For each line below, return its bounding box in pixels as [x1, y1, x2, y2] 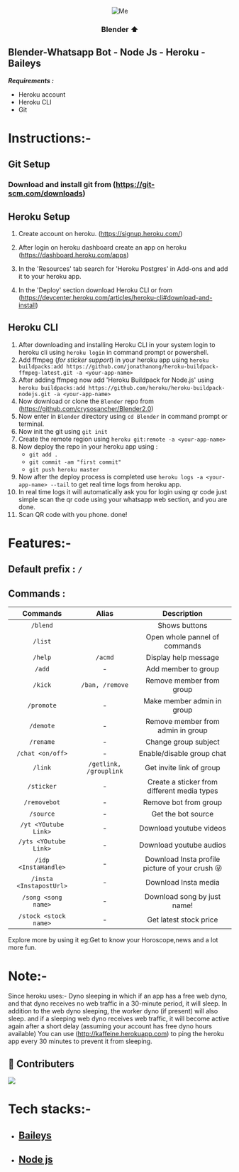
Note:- [8, 968, 48, 984]
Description [162, 609, 203, 619]
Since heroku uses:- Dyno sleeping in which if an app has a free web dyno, [8, 992, 228, 1001]
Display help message [145, 653, 219, 663]
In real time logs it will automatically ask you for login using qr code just [18, 487, 228, 496]
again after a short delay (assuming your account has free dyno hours [8, 1022, 212, 1030]
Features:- [8, 536, 72, 551]
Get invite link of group [145, 763, 221, 773]
